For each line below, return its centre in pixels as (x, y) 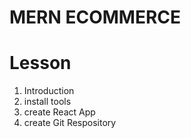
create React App (59, 112)
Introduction (49, 91)
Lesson (40, 63)
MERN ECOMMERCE (95, 17)
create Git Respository (70, 123)
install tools (47, 102)
